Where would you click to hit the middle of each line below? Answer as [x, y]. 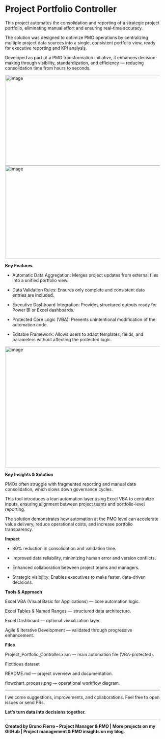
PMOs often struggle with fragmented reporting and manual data [70, 484]
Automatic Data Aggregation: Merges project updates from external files [85, 275]
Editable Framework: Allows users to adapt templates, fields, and [78, 334]
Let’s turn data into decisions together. [45, 712]
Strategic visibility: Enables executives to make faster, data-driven [79, 577]
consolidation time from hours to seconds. [48, 68]
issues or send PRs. [25, 702]
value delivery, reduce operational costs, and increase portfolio [69, 524]
